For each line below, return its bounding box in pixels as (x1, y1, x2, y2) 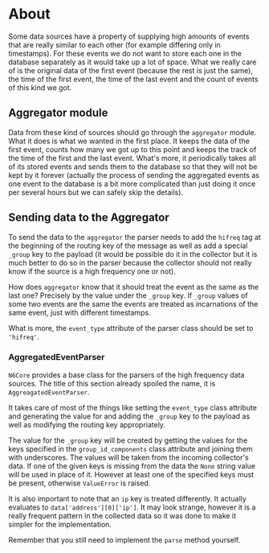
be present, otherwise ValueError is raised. (8, 478, 151, 488)
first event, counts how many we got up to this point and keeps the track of (8, 144, 257, 154)
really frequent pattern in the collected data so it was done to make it (8, 510, 237, 520)
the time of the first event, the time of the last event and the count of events (8, 74, 259, 84)
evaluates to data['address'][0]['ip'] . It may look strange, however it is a (8, 502, 256, 512)
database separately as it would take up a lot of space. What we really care (8, 57, 257, 67)
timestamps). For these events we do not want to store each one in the (8, 48, 243, 58)
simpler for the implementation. (8, 519, 112, 529)
